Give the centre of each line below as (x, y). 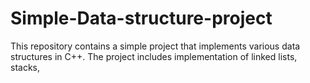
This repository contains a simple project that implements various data (155, 46)
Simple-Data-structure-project (141, 18)
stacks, (25, 67)
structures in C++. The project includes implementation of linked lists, (154, 56)
